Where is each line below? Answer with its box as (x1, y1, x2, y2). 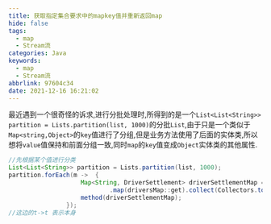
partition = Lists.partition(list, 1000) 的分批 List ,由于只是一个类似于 (8, 120, 251, 130)
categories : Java (8, 49, 67, 57)
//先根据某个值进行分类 (8, 156, 77, 164)
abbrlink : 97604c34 (8, 79, 74, 87)
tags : (8, 27, 27, 35)
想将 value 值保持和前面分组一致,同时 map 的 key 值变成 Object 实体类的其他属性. (8, 140, 258, 150)
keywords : (8, 57, 42, 65)
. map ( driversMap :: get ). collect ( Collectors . (109, 186, 258, 194)
